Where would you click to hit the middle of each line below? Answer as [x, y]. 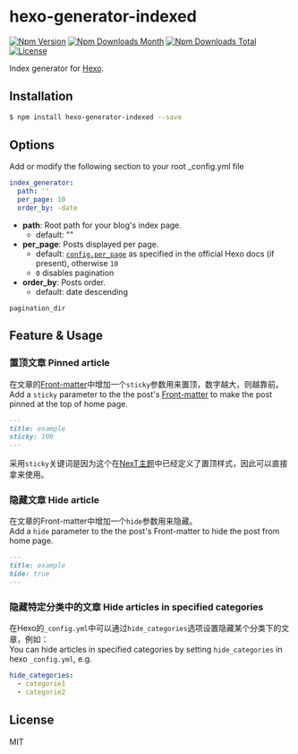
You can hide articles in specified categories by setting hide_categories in [146, 650]
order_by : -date [47, 208]
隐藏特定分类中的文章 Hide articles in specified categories [136, 607]
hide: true [30, 574]
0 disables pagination [75, 273]
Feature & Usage [56, 336]
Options [32, 145]
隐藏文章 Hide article [55, 500]
